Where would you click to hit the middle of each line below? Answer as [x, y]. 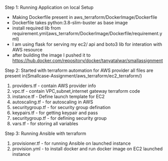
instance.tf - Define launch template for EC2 [58, 97]
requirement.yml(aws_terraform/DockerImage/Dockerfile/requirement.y [87, 33]
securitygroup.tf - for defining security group [59, 118]
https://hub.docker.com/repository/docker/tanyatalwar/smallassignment [88, 60]
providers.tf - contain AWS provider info [54, 86]
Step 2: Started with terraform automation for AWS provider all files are [79, 70]
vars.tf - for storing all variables [45, 124]
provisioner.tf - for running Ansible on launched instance [71, 143]
